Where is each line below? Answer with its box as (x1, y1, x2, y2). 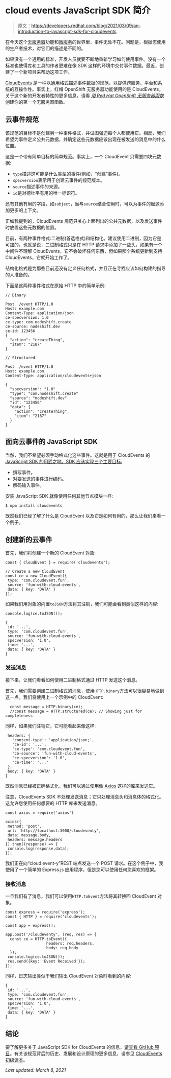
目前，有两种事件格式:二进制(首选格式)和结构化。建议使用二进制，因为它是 (5, 235, 162, 241)
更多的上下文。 (9, 207, 41, 213)
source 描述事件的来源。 (12, 183, 63, 190)
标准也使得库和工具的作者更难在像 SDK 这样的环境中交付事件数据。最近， (5, 62, 160, 68)
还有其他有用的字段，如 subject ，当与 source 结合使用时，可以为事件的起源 (5, 200, 160, 207)
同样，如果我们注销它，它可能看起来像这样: (5, 722, 96, 729)
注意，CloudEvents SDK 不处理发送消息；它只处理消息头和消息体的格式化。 (5, 793, 164, 800)
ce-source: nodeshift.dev (5, 324, 60, 329)
